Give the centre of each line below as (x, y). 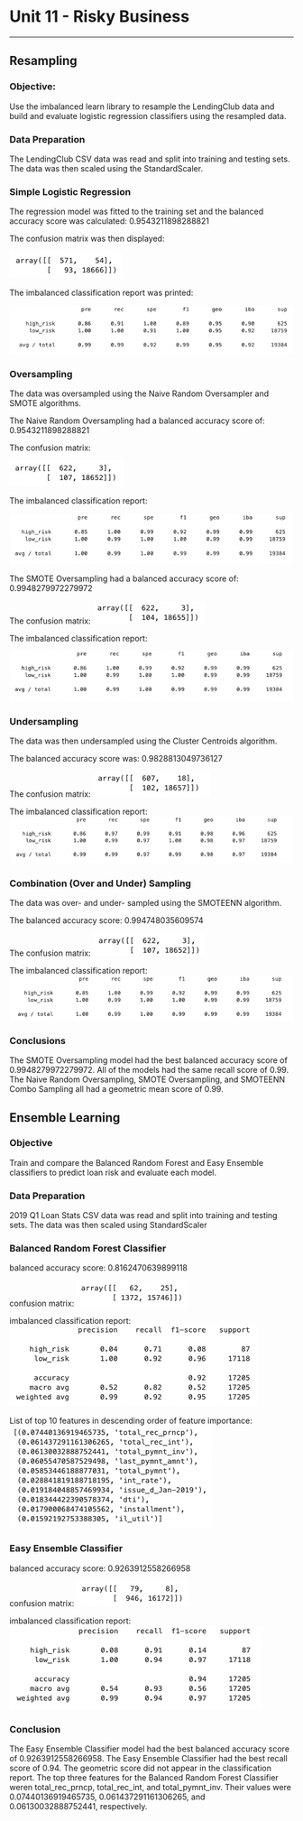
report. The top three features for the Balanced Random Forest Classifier (144, 1778)
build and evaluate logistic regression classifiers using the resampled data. (148, 116)
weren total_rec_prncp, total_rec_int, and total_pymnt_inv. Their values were (150, 1788)
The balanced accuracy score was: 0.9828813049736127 (116, 759)
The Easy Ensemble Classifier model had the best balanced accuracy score (150, 1749)
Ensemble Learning (65, 1118)
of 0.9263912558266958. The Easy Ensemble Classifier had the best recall (149, 1759)
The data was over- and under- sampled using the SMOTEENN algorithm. (146, 903)
